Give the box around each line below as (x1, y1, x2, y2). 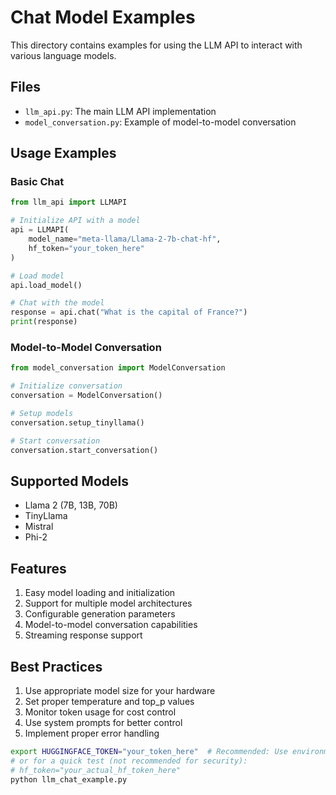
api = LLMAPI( (10, 225, 70, 235)
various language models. (10, 49, 117, 61)
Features (10, 560, 67, 577)
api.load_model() (10, 280, 83, 290)
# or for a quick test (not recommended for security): (10, 756, 248, 766)
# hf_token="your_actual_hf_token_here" (10, 765, 182, 775)
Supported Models (10, 472, 129, 490)
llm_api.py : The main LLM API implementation (24, 105, 217, 117)
